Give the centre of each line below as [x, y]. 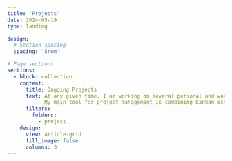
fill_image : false [52, 141]
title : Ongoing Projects [61, 89]
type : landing [28, 26]
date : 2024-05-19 [32, 20]
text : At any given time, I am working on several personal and [120, 96]
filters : [38, 109]
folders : [45, 115]
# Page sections [30, 64]
